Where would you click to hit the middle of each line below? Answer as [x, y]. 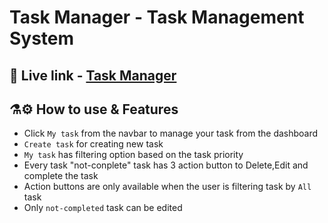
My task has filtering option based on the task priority [133, 155]
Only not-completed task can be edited [103, 208]
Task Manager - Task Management [157, 17]
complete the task [61, 176]
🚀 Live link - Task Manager [93, 75]
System [42, 38]
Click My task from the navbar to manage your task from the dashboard [171, 133]
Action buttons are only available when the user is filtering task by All [167, 187]
